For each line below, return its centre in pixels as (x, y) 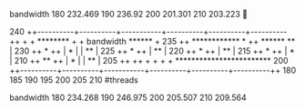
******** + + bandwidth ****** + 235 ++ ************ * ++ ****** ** (166, 41)
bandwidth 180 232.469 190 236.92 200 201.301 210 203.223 (125, 14)
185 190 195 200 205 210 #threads (74, 80)
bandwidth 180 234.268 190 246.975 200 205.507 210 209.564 (128, 97)
